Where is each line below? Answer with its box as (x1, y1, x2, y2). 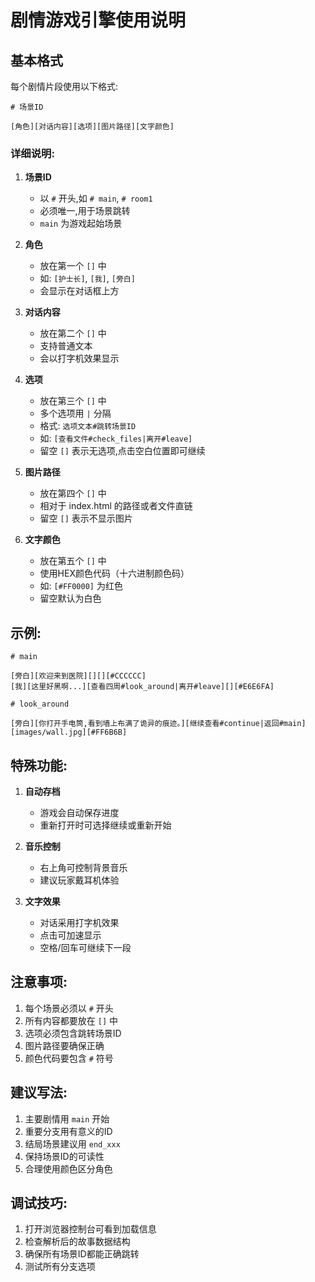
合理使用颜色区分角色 (24, 1162, 113, 1175)
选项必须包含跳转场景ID (24, 1027, 122, 1039)
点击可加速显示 (39, 929, 102, 941)
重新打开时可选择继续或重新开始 (39, 819, 172, 831)
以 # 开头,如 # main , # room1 (39, 192, 153, 205)
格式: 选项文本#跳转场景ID (39, 420, 137, 432)
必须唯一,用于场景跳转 (39, 205, 131, 217)
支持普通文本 (39, 340, 93, 352)
